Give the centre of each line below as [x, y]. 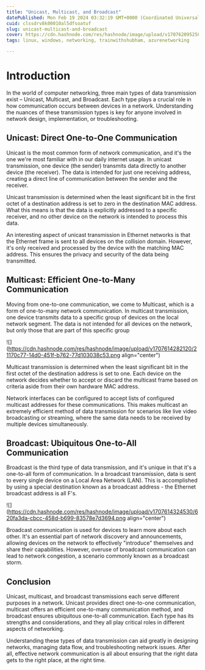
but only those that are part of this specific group [68, 330]
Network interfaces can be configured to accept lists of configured [91, 398]
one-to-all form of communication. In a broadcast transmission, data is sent [101, 474]
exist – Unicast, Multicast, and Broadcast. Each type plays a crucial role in [99, 99]
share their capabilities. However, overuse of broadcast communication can [101, 550]
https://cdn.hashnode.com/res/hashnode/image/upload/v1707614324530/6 [103, 512]
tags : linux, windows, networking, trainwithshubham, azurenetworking [98, 40]
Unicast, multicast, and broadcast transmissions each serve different [93, 597]
